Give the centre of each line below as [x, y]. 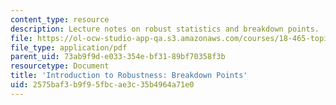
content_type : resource [60, 19]
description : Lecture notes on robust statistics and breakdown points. [165, 29]
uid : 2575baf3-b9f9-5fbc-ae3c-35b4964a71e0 [102, 85]
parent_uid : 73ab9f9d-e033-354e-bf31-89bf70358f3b [118, 57]
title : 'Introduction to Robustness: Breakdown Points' [129, 76]
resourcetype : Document [60, 66]
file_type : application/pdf [69, 47]
